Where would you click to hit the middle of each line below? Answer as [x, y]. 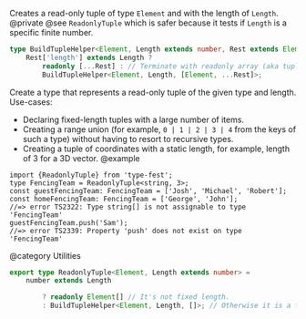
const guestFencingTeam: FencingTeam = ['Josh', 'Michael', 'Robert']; [148, 190]
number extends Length [69, 281]
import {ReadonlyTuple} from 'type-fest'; [91, 175]
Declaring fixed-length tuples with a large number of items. [133, 119]
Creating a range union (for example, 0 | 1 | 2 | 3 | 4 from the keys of [159, 129]
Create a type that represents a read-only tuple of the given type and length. [153, 92]
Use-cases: [31, 102]
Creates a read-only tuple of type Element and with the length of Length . [144, 13]
